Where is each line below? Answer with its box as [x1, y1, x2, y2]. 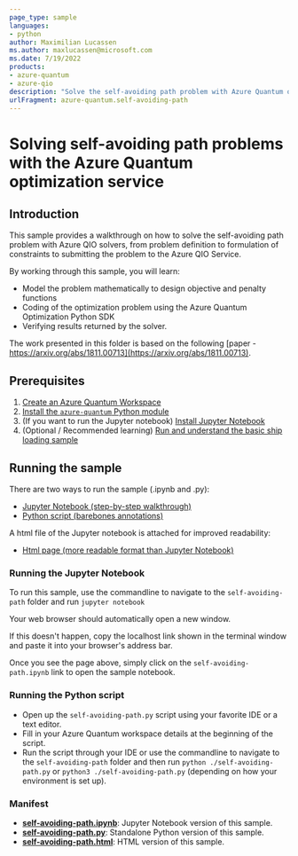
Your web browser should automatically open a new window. [9, 614, 231, 624]
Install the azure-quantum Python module [21, 406, 169, 417]
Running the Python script [9, 689, 125, 702]
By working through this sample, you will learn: [9, 266, 180, 277]
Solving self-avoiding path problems [9, 134, 284, 153]
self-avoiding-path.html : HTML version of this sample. [21, 836, 224, 847]
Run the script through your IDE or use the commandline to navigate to [21, 747, 280, 758]
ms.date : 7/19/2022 [9, 54, 82, 63]
